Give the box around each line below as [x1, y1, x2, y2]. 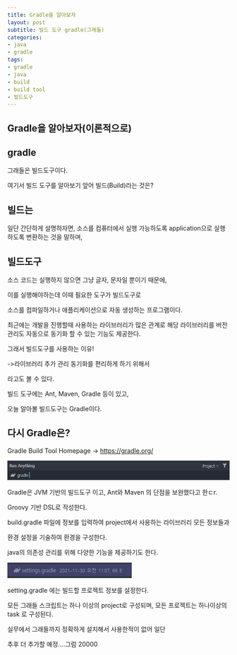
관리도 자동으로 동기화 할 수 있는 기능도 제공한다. [7, 329, 141, 338]
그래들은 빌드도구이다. [7, 166, 68, 175]
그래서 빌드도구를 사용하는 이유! [7, 345, 95, 353]
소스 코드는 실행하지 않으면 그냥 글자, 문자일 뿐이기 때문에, [7, 276, 167, 284]
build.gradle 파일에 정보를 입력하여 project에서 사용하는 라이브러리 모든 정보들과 [7, 518, 230, 526]
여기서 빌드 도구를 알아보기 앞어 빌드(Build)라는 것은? [7, 181, 154, 190]
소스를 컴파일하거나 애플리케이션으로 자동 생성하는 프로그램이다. [7, 306, 183, 314]
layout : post [7, 18, 46, 26]
